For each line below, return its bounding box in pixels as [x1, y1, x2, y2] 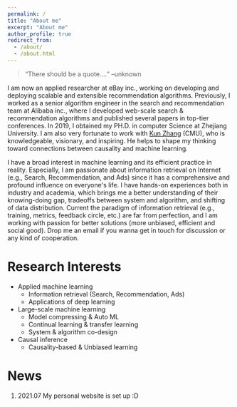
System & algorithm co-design [28, 327, 117, 336]
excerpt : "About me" [7, 24, 69, 31]
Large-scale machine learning [17, 304, 106, 314]
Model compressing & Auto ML [28, 312, 120, 321]
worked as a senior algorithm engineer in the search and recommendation [7, 98, 224, 107]
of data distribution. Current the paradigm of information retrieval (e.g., [7, 203, 215, 212]
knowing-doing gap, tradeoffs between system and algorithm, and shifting [7, 195, 226, 204]
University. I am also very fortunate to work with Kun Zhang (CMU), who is [7, 129, 226, 138]
